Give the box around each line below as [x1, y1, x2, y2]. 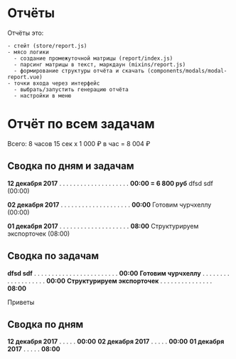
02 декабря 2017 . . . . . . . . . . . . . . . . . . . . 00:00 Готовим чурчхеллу [7, 200, 212, 209]
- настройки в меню [14, 92, 72, 99]
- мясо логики [7, 48, 50, 56]
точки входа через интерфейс [14, 80, 100, 87]
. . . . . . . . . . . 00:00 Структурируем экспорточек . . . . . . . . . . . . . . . [7, 276, 212, 285]
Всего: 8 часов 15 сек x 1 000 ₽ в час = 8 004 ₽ [7, 139, 151, 147]
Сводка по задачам [7, 250, 100, 262]
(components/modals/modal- [146, 67, 227, 74]
